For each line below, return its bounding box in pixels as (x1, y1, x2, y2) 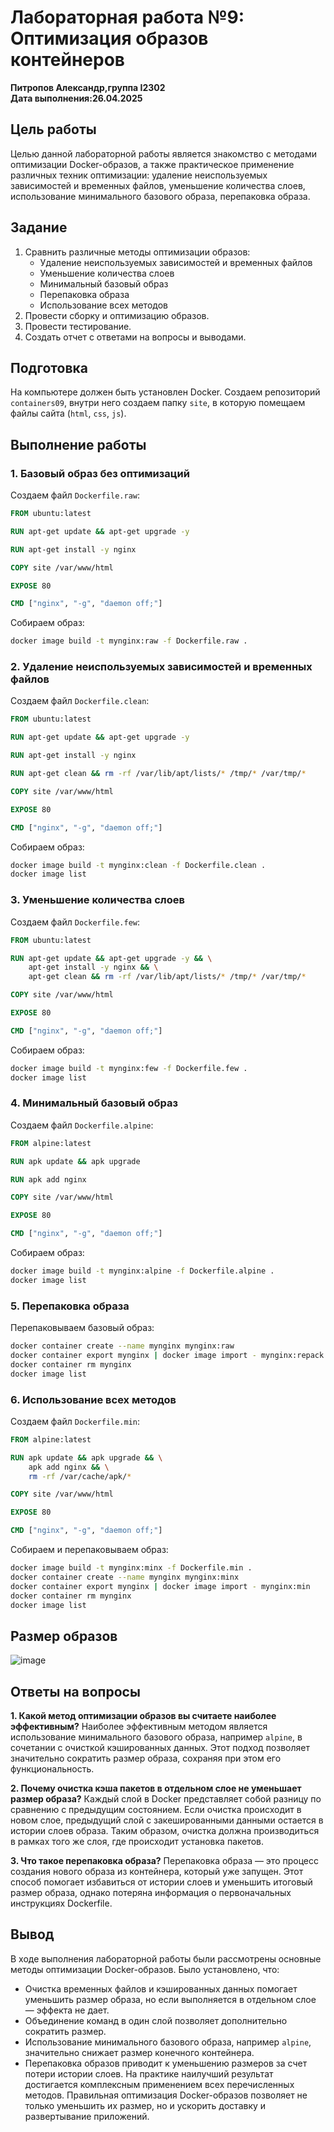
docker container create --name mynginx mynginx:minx (10, 1572, 240, 1582)
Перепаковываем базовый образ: (10, 1322, 155, 1334)
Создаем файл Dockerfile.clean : (10, 695, 150, 707)
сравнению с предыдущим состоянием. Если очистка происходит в (10, 1804, 302, 1816)
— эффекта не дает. (24, 2004, 110, 2016)
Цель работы (10, 121, 97, 138)
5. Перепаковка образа (10, 1299, 130, 1313)
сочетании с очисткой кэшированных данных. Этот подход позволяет (10, 1742, 310, 1754)
